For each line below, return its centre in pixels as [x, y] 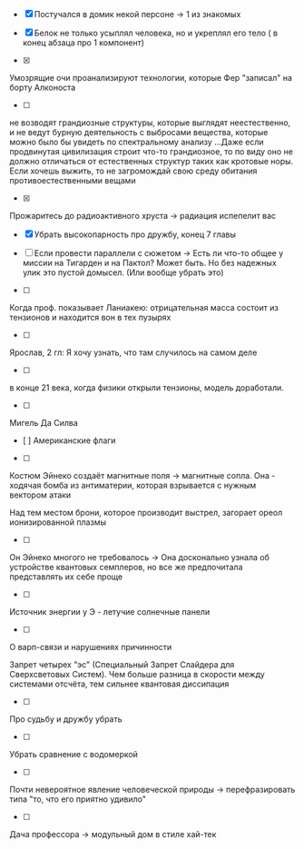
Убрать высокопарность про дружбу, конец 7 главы [135, 234]
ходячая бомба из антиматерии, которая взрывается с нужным [133, 485]
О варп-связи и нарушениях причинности [91, 647]
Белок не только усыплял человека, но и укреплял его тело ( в [156, 33]
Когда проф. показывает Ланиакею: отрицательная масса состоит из [144, 307]
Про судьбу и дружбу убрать [66, 719]
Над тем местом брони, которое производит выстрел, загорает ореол [146, 513]
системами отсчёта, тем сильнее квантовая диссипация [119, 684]
